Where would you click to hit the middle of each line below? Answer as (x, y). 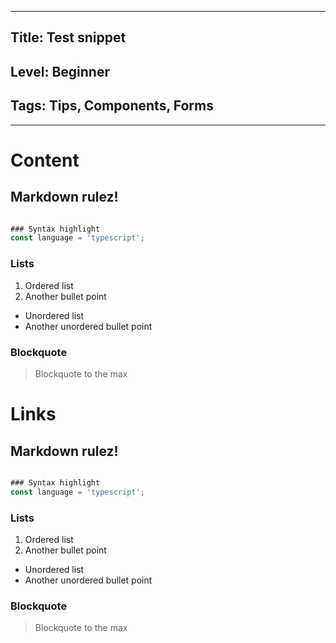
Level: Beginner (60, 71)
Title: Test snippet (68, 37)
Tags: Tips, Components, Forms (112, 106)
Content (45, 160)
